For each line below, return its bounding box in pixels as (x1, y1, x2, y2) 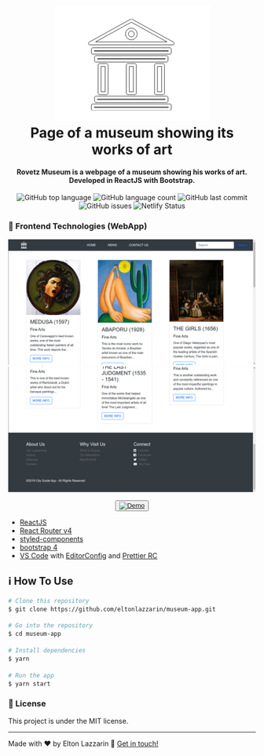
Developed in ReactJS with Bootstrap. (68, 175, 196, 184)
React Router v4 (19, 526, 72, 535)
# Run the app (8, 671, 55, 679)
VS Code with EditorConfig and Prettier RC (19, 551, 158, 561)
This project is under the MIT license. (8, 716, 129, 725)
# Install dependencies (8, 647, 86, 655)
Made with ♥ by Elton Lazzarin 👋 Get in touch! (8, 739, 159, 748)
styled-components (19, 535, 84, 544)
